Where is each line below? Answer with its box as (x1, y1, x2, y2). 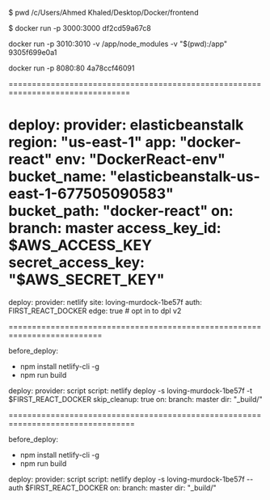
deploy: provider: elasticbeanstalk (8, 116, 244, 134)
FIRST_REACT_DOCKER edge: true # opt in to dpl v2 (8, 306, 182, 316)
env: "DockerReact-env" (55, 150, 226, 169)
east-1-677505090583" (8, 184, 174, 203)
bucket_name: (8, 167, 107, 186)
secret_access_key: (8, 253, 146, 272)
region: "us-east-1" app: (8, 133, 176, 151)
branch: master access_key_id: (8, 219, 221, 238)
